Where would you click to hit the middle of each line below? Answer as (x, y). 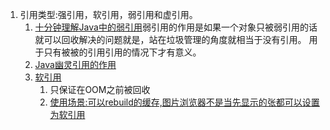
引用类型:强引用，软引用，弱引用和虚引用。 (108, 14)
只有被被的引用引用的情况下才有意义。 (122, 52)
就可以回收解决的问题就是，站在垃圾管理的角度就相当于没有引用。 (170, 39)
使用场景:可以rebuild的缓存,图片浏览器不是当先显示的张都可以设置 (184, 102)
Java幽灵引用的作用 (75, 64)
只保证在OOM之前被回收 (100, 89)
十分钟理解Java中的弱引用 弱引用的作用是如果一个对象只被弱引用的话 (176, 27)
